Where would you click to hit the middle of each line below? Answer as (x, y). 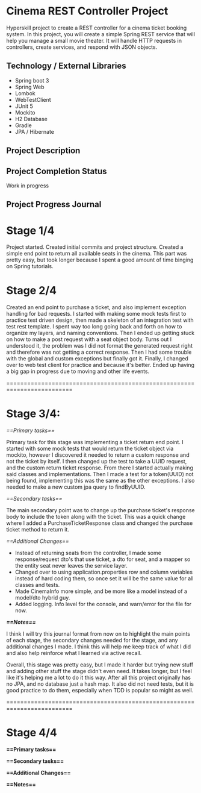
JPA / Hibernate (35, 131)
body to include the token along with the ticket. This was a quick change (96, 517)
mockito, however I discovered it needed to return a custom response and (98, 455)
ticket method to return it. (38, 530)
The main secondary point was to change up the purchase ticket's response (100, 510)
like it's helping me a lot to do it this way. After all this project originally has (99, 678)
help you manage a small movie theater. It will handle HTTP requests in (94, 40)
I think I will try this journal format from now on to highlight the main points (98, 634)
